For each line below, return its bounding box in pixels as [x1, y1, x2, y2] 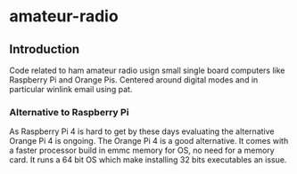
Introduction [9, 42, 80, 57]
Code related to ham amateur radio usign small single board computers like [9, 65, 285, 75]
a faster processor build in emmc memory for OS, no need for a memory [9, 145, 275, 156]
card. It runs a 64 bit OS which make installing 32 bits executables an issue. [9, 154, 287, 165]
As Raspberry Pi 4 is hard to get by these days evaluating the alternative [9, 126, 275, 137]
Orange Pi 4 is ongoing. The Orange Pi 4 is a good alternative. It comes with [9, 136, 289, 146]
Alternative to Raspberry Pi [9, 106, 129, 118]
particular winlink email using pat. [9, 84, 133, 94]
